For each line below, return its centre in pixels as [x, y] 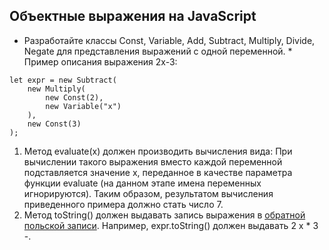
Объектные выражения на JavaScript [133, 16]
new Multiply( [56, 89]
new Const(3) [54, 124]
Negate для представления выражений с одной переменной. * [158, 51]
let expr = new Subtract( [63, 80]
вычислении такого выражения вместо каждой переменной [153, 161]
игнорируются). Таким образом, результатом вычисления [148, 193]
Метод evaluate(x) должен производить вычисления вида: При [158, 151]
